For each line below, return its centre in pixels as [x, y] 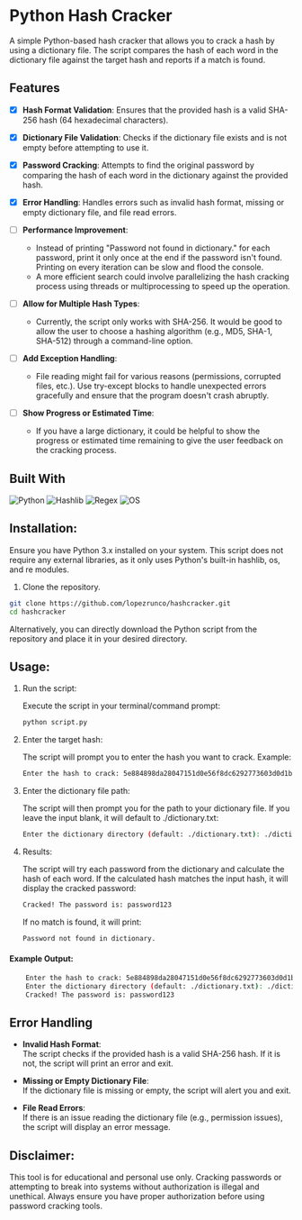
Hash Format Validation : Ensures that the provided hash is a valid [144, 110]
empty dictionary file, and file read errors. [99, 212]
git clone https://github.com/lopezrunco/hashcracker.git [120, 603]
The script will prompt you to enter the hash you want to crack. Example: [157, 757]
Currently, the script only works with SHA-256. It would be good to [159, 322]
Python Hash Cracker [91, 16]
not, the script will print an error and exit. [98, 1063]
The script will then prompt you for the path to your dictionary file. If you [156, 808]
